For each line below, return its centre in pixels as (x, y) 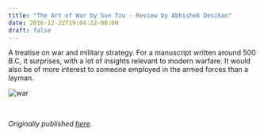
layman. (21, 78)
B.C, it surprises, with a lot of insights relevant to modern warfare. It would (130, 61)
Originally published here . (50, 124)
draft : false (30, 30)
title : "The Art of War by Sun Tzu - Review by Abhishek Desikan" (120, 15)
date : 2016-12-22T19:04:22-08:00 (63, 23)
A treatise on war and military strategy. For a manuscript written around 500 (132, 53)
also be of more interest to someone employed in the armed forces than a (128, 70)
